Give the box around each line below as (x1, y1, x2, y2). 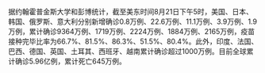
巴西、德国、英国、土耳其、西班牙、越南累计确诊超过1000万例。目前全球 (8, 47, 248, 56)
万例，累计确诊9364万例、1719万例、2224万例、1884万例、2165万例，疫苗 (8, 27, 255, 36)
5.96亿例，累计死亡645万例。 (29, 56, 127, 66)
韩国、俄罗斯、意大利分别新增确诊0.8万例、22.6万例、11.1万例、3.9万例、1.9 (8, 17, 258, 26)
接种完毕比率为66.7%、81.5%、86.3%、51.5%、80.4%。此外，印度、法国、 (8, 36, 259, 46)
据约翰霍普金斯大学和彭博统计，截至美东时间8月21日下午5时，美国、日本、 (8, 7, 254, 16)
